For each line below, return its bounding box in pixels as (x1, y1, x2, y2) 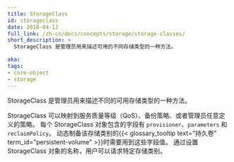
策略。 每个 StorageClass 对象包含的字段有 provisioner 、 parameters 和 (19, 120, 228, 128)
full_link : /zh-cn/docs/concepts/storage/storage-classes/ (7, 30, 186, 37)
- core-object (7, 69, 50, 76)
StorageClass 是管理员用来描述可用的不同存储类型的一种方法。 (13, 43, 177, 50)
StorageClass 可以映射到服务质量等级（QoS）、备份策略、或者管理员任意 (7, 111, 219, 120)
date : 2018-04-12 (7, 23, 59, 30)
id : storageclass (7, 17, 59, 24)
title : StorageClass (7, 10, 69, 18)
